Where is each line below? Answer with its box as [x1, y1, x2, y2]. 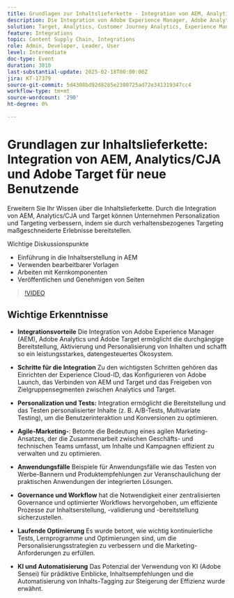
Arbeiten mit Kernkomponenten [17, 268, 108, 276]
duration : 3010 [7, 62, 52, 69]
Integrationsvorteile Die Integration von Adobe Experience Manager [17, 328, 214, 336]
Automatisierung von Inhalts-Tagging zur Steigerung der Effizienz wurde [17, 576, 225, 585]
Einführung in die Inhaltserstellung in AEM [17, 253, 138, 261]
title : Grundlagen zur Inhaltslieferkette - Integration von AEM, [7, 10, 204, 17]
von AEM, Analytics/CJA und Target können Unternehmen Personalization [7, 211, 220, 220]
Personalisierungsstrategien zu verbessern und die [17, 541, 164, 549]
